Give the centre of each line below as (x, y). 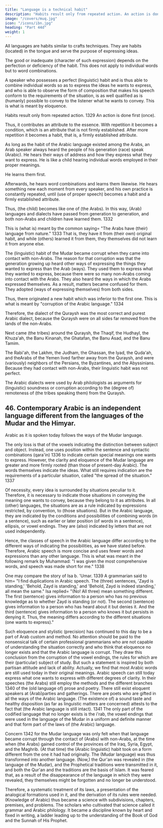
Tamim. (12, 343)
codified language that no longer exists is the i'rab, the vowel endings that (79, 714)
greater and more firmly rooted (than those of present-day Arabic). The (76, 465)
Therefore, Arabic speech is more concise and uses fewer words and (74, 551)
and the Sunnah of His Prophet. (36, 820)
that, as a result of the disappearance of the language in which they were (78, 775)
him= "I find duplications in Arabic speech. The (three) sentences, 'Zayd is (79, 581)
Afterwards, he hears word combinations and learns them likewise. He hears (81, 184)
